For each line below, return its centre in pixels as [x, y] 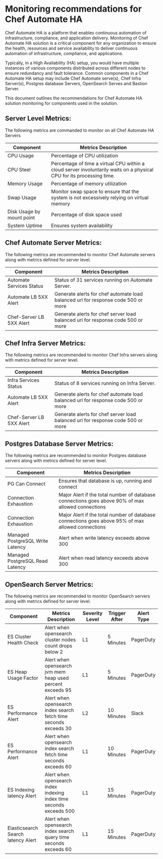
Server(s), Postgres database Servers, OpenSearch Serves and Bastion [76, 83]
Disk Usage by [24, 211]
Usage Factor [23, 678]
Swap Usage [22, 197]
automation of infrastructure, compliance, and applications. [64, 53]
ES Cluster [19, 637]
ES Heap [17, 672]
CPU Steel [19, 170]
